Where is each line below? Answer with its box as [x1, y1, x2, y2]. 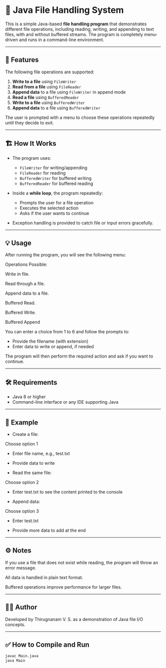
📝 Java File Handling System [5, 4, 124, 16]
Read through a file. [5, 281, 45, 287]
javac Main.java [5, 654, 39, 659]
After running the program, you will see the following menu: [5, 252, 126, 258]
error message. [5, 565, 37, 571]
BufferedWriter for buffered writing [19, 175, 92, 181]
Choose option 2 [5, 480, 39, 485]
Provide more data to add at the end [12, 528, 86, 533]
